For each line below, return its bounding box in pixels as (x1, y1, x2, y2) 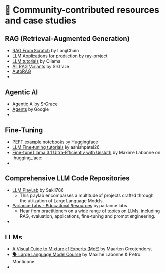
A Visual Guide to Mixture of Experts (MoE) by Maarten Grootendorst (12, 246, 152, 252)
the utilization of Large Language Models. (19, 198, 104, 204)
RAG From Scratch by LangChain (12, 48, 79, 53)
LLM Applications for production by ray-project (12, 53, 108, 59)
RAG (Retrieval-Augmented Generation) (5, 34, 130, 43)
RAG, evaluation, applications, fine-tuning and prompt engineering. (19, 213, 156, 219)
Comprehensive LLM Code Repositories (5, 174, 130, 183)
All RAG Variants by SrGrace (12, 64, 70, 69)
